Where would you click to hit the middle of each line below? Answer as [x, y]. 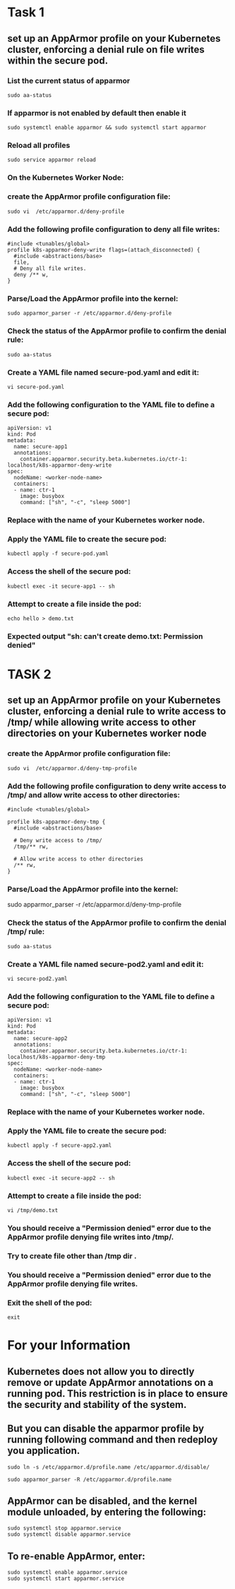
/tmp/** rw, [31, 847]
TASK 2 [29, 674]
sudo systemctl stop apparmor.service [64, 1528]
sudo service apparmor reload [52, 160]
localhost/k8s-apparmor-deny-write [60, 465]
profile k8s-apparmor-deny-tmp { [56, 822]
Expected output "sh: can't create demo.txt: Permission [105, 636]
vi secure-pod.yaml [36, 387]
